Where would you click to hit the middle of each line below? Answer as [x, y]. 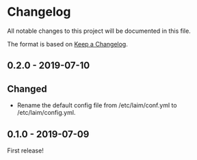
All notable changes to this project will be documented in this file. [99, 31]
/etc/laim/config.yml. [46, 113]
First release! [26, 150]
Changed [27, 89]
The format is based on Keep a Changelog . [67, 44]
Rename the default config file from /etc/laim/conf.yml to [97, 105]
